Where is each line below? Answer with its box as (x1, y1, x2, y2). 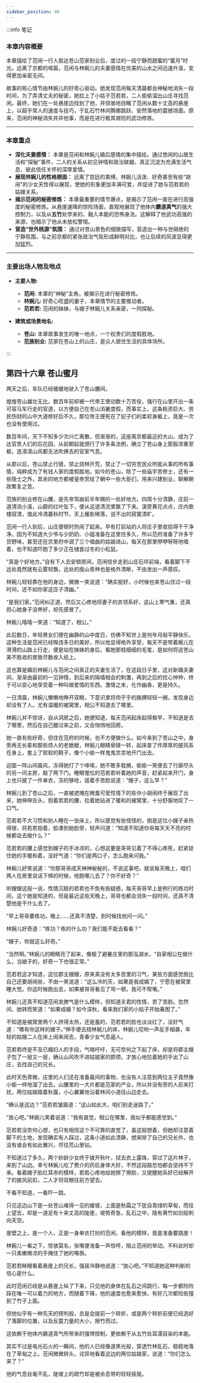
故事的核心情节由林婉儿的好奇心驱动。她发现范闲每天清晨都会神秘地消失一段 (6, 84, 194, 91)
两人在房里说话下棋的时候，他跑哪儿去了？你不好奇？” (6, 872, 139, 879)
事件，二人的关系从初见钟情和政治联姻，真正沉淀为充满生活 (40, 159, 187, 166)
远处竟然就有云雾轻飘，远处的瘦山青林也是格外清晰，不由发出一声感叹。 (6, 566, 183, 573)
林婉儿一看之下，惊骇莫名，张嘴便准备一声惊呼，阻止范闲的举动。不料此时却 (6, 1242, 194, 1249)
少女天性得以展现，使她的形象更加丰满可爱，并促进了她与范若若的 (27, 181, 189, 188)
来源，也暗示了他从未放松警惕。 (14, 218, 93, 226)
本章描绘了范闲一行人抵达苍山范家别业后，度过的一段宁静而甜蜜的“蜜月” (6, 57, 183, 64)
